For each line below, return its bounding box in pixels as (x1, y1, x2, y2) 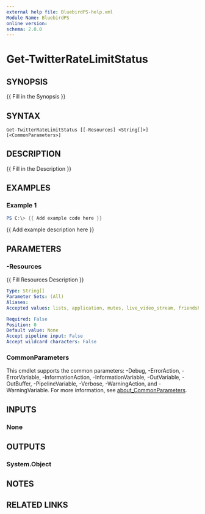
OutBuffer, (6, 380, 32, 387)
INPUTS (6, 404, 37, 415)
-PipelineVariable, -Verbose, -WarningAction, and (33, 380, 157, 387)
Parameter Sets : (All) (6, 294, 64, 300)
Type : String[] (6, 288, 45, 294)
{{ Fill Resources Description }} (6, 276, 84, 283)
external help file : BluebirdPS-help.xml (6, 9, 113, 15)
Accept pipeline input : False (6, 333, 84, 340)
